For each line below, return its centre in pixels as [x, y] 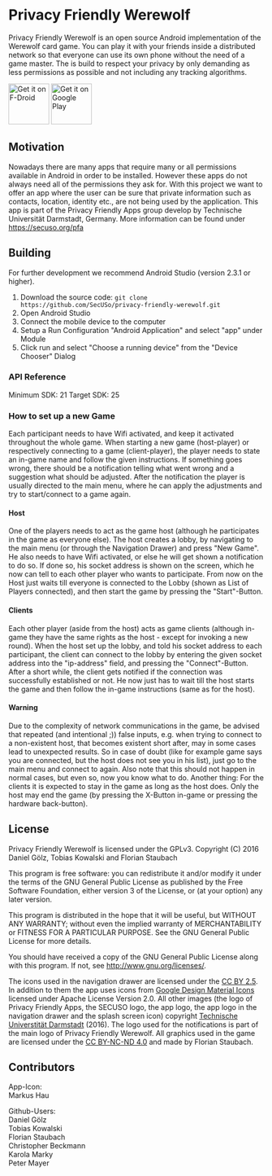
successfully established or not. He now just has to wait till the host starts [132, 680]
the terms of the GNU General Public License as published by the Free [126, 882]
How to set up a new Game [62, 415]
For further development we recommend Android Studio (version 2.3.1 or [130, 272]
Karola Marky [31, 1155]
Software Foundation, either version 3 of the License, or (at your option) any [136, 890]
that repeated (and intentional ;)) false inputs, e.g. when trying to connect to [135, 734]
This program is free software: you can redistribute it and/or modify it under [135, 873]
